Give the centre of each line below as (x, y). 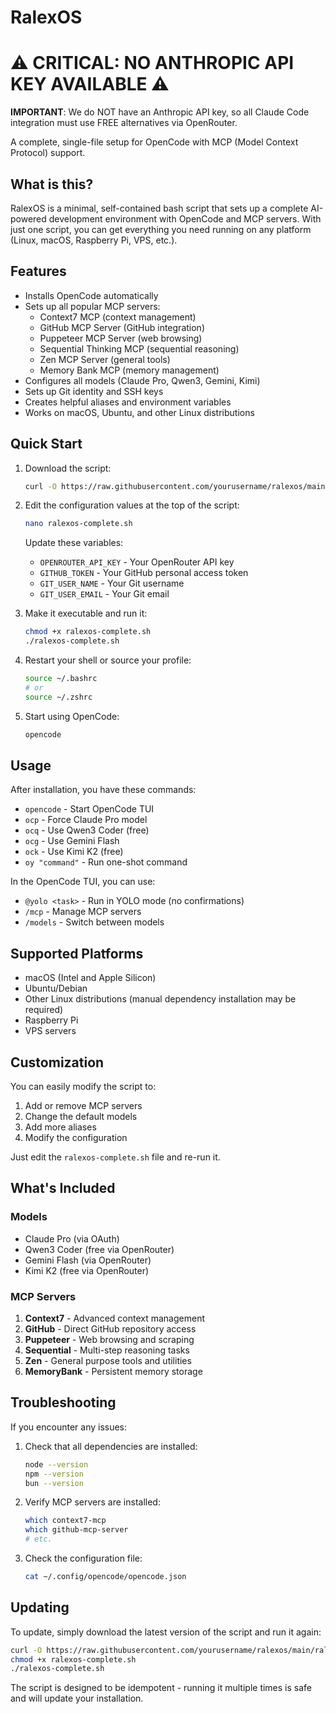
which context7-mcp (65, 1521)
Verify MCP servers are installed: (92, 1502)
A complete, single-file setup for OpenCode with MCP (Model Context (154, 142)
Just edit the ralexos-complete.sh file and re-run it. (115, 1157)
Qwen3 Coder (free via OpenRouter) (99, 1249)
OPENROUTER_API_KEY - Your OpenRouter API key (137, 562)
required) (44, 1010)
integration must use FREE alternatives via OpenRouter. (124, 123)
